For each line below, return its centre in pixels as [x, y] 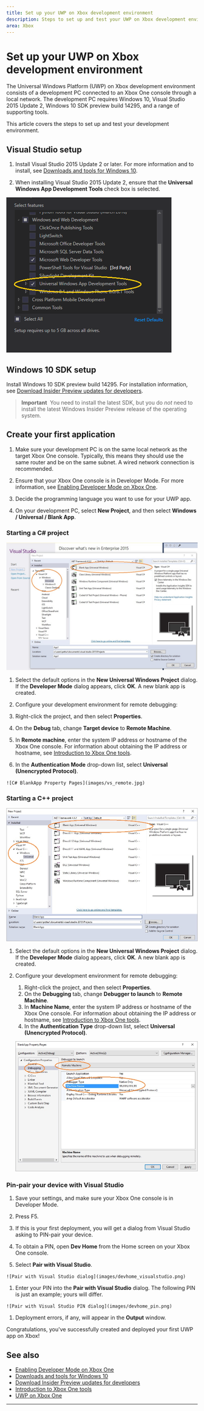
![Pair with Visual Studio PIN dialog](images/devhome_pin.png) [89, 1306]
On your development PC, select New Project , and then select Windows [106, 510]
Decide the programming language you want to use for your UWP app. [103, 498]
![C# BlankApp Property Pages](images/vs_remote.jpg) [76, 783]
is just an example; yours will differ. [59, 1294]
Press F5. [27, 1216]
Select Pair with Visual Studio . [54, 1265]
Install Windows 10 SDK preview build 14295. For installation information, [97, 384]
